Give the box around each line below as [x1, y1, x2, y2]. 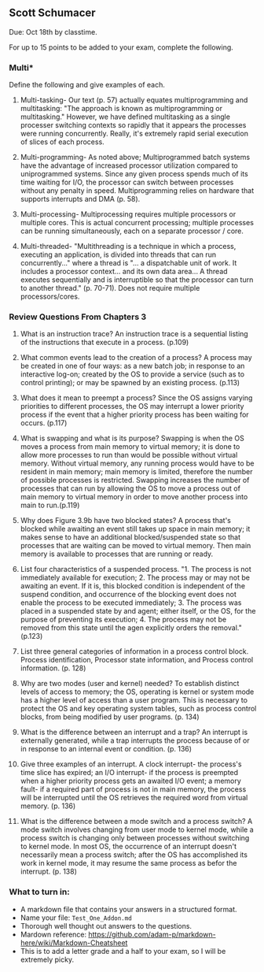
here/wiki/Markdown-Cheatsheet [20, 937, 128, 948]
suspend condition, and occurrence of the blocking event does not [20, 590, 236, 599]
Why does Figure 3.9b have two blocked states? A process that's [20, 516, 231, 525]
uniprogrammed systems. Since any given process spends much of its [20, 169, 248, 179]
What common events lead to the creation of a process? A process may [20, 353, 252, 362]
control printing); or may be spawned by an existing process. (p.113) [20, 378, 240, 388]
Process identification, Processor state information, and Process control [20, 655, 254, 665]
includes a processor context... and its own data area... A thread [20, 267, 228, 276]
